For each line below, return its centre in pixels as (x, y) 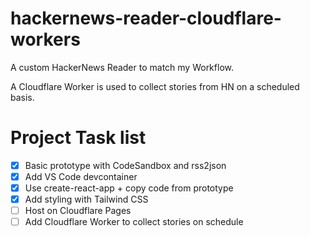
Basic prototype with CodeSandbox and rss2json (125, 165)
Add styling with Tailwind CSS (86, 199)
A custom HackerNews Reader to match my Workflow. (122, 67)
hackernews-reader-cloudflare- (146, 18)
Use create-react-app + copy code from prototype (129, 188)
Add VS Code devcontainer (81, 176)
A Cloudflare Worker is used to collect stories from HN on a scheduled (155, 86)
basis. (22, 97)
